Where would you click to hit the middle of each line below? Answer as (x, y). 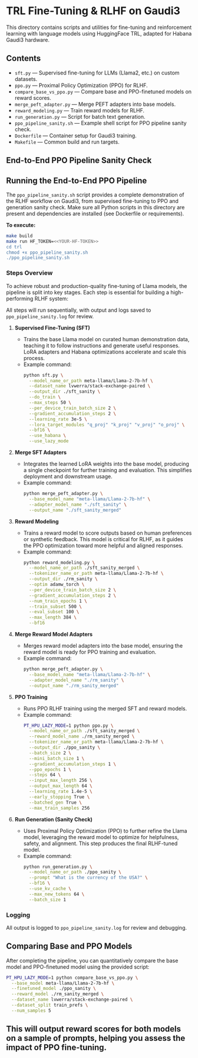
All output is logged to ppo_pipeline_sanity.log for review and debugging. (97, 927)
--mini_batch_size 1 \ (57, 758)
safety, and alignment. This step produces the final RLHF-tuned (100, 843)
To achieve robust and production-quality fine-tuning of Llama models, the (97, 286)
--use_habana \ (47, 436)
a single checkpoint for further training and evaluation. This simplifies (108, 470)
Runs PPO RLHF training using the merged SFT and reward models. (105, 708)
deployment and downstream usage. (68, 476)
